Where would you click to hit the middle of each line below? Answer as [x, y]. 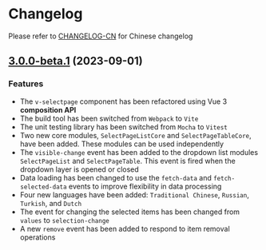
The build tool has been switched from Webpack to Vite [109, 118]
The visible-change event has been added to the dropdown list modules [139, 152]
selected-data [43, 187]
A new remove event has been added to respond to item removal [125, 228]
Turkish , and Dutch [51, 203]
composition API [48, 109]
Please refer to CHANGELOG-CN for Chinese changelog [101, 36]
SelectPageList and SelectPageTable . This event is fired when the [127, 161]
